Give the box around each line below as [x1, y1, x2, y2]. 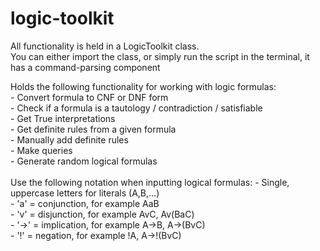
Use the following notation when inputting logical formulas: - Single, [10, 176, 290, 188]
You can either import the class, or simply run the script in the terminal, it [10, 50, 310, 62]
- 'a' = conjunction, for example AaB [10, 197, 160, 209]
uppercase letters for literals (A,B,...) [10, 187, 160, 199]
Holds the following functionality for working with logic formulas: [10, 80, 277, 92]
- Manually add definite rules [10, 133, 129, 146]
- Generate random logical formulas [10, 155, 158, 167]
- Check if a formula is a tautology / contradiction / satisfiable [10, 102, 263, 114]
